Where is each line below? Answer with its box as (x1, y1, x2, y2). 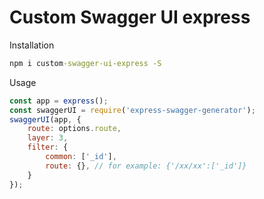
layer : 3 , (27, 133, 69, 143)
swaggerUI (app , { (9, 114, 82, 125)
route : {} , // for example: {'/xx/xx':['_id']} (45, 161, 247, 171)
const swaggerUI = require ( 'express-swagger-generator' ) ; (9, 105, 256, 115)
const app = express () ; (9, 96, 109, 106)
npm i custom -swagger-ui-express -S (9, 58, 162, 68)
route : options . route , (27, 124, 122, 134)
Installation (9, 39, 55, 51)
